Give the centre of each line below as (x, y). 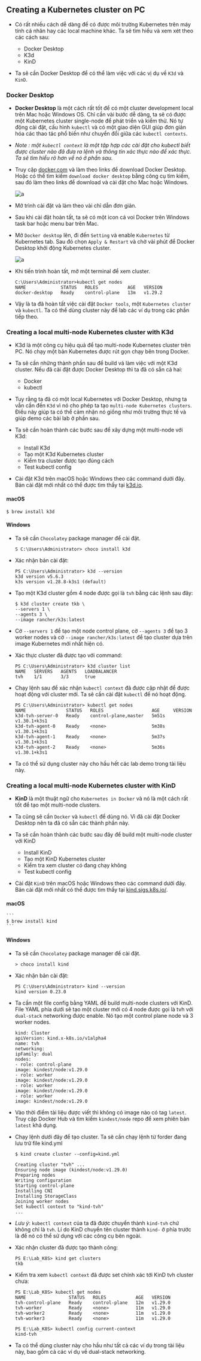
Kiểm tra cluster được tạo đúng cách (69, 461)
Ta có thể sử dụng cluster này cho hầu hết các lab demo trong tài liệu (100, 763)
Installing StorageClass (46, 1196)
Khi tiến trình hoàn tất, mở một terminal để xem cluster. (83, 271)
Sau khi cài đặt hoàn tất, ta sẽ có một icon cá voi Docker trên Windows (102, 217)
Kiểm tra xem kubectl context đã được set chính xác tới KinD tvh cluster (104, 1275)
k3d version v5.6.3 (39, 576)
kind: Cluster (32, 1033)
